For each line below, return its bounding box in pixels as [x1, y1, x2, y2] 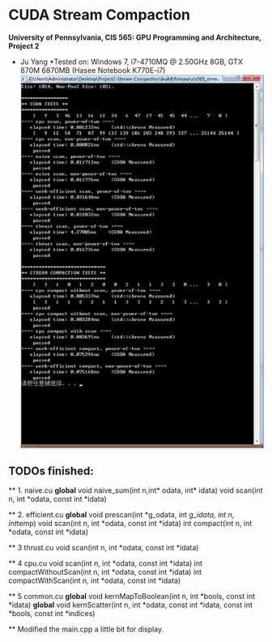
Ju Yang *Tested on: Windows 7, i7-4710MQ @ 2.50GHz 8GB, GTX [19, 57, 243, 66]
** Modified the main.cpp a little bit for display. [8, 624, 164, 634]
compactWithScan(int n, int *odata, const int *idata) [8, 576, 181, 585]
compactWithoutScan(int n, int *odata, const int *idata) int [8, 567, 202, 576]
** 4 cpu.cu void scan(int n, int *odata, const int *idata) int [8, 558, 203, 568]
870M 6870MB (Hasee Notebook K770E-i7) [19, 65, 166, 75]
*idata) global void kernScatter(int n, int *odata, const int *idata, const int [8, 600, 253, 610]
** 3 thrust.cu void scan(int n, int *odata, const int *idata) [8, 542, 199, 552]
